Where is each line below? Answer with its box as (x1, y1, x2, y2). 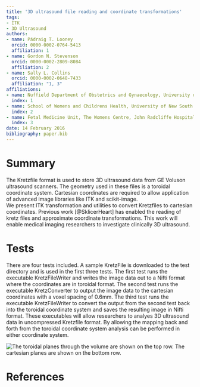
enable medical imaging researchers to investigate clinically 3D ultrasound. (6, 220, 190, 228)
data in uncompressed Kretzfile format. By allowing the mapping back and (6, 318, 188, 325)
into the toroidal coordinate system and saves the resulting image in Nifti (6, 306, 184, 313)
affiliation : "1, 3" (11, 81, 62, 87)
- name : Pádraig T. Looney (6, 36, 73, 42)
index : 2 (11, 109, 33, 115)
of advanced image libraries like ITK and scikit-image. (6, 195, 138, 202)
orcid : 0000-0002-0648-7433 (11, 75, 82, 81)
